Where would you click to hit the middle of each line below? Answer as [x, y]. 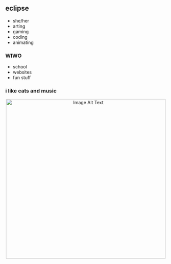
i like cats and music [31, 91]
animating [23, 42]
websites [22, 72]
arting [19, 26]
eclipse [17, 8]
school [20, 67]
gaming [21, 31]
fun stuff [22, 78]
